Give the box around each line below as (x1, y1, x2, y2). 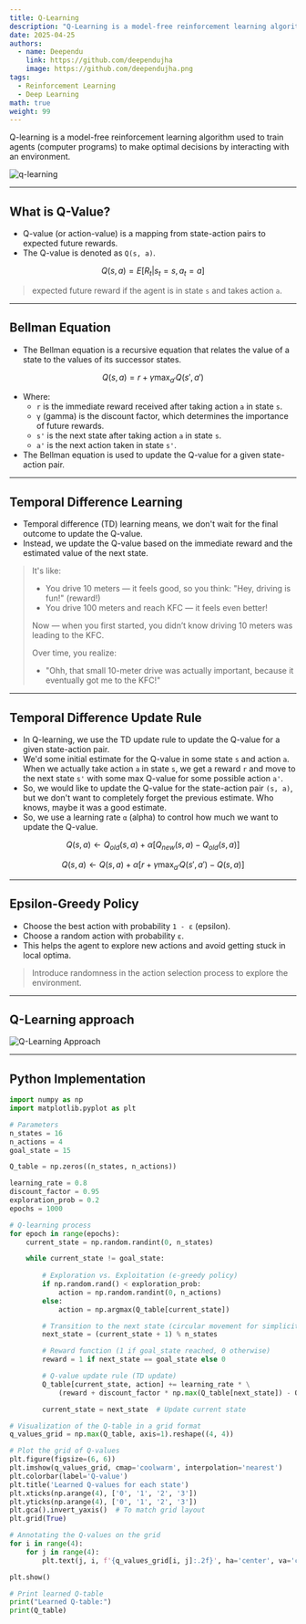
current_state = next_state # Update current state (42, 1405, 247, 1414)
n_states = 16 (9, 1128, 64, 1137)
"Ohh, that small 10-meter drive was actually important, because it (45, 665, 294, 676)
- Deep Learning (17, 89, 79, 99)
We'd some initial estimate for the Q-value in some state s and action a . (22, 754, 290, 765)
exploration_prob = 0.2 (9, 1196, 100, 1205)
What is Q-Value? (9, 204, 111, 219)
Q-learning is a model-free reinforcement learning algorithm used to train (9, 131, 284, 142)
